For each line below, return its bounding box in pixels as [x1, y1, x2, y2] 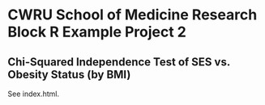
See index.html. [7, 89, 60, 99]
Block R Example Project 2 [7, 23, 187, 41]
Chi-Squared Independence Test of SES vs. [7, 55, 230, 69]
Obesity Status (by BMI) [7, 67, 131, 82]
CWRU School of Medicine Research [7, 6, 258, 24]
